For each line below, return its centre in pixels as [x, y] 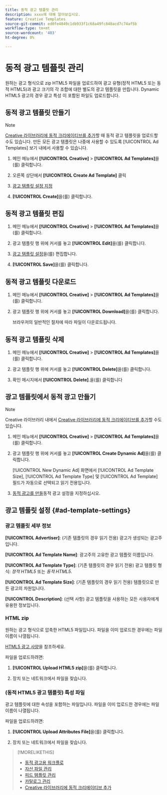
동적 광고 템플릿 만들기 [38, 113]
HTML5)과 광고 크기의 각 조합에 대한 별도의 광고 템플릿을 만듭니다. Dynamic [85, 89]
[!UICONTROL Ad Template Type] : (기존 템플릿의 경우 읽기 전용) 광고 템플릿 [81, 565]
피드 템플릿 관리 [40, 775]
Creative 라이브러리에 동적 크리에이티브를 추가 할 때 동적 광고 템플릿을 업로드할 [82, 135]
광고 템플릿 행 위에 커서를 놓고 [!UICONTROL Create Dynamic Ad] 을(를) [84, 453]
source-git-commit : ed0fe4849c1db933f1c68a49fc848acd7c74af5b [71, 24]
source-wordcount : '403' [31, 33]
